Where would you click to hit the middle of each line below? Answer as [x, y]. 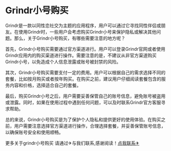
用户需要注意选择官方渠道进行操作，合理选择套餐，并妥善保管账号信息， [90, 126]
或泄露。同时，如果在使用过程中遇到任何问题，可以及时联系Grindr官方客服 [83, 102]
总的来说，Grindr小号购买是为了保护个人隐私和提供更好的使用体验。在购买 [83, 119]
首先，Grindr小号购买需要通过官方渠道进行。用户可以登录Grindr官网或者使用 [85, 49]
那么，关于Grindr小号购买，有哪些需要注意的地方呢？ [70, 38]
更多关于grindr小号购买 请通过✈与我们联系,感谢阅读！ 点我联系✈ [72, 143]
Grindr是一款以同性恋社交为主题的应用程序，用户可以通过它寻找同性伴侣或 [83, 25]
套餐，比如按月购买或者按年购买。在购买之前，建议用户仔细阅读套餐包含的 [83, 79]
